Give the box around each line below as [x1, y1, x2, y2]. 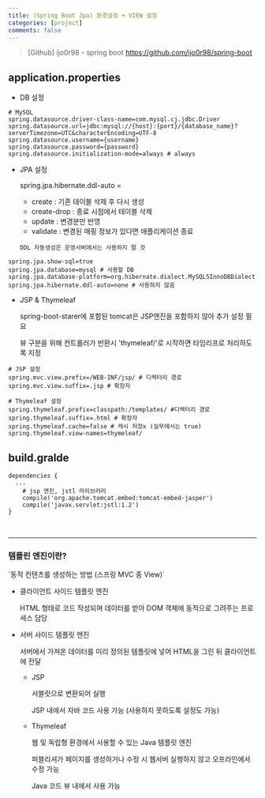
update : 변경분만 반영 [31, 216, 101, 226]
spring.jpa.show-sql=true [8, 258, 93, 265]
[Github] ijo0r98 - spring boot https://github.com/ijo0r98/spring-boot [27, 48, 252, 58]
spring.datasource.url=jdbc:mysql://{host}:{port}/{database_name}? [8, 122, 238, 130]
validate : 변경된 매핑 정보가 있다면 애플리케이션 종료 [31, 227, 194, 236]
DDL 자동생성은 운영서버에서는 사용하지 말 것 [19, 244, 146, 252]
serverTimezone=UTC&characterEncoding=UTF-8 [8, 130, 157, 137]
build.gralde [8, 451, 69, 465]
